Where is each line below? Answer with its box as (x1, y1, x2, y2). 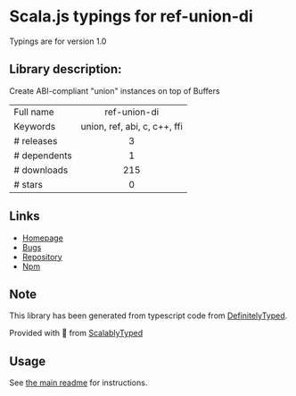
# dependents (13, 149, 73, 162)
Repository (21, 251, 62, 262)
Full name (13, 105, 55, 118)
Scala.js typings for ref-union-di (9, 6, 254, 27)
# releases (13, 134, 58, 147)
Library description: (9, 62, 122, 77)
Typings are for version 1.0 (9, 36, 107, 46)
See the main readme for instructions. (9, 377, 148, 388)
